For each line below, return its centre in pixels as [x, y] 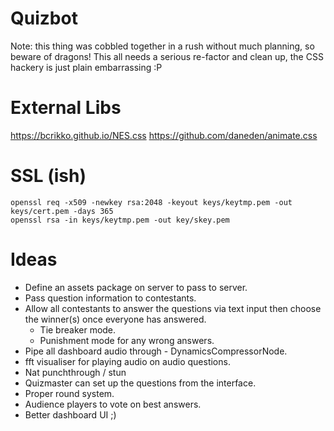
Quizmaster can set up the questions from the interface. [140, 383]
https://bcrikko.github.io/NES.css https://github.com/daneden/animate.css [164, 135]
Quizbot [44, 18]
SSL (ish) [48, 176]
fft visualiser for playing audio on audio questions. [127, 361]
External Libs [66, 108]
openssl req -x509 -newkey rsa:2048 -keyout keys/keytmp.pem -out [151, 202]
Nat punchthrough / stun [75, 372]
